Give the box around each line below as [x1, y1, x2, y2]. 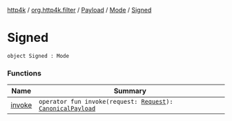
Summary [113, 86, 147, 96]
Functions [7, 68, 41, 78]
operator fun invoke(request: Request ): [39, 98, 174, 106]
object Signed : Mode [7, 52, 70, 59]
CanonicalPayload [39, 104, 96, 113]
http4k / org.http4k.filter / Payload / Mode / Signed [7, 6, 152, 14]
